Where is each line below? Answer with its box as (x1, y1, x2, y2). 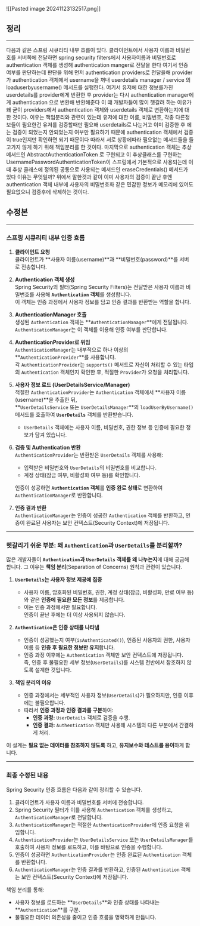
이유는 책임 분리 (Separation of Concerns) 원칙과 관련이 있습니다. (29, 564, 183, 571)
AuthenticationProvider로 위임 (14, 339, 90, 346)
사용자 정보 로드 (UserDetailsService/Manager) (14, 381, 130, 388)
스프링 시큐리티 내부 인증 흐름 (6, 233, 85, 242)
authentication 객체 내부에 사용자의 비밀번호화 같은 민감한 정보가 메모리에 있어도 (6, 180, 193, 187)
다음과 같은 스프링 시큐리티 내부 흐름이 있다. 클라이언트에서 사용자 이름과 (6, 46, 174, 53)
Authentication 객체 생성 (14, 276, 75, 283)
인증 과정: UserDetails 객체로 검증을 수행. (32, 714, 130, 721)
